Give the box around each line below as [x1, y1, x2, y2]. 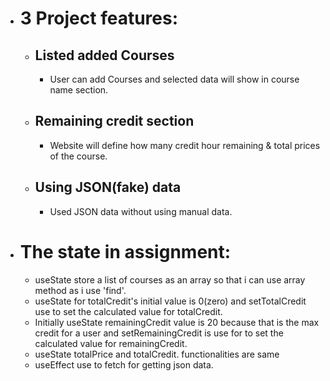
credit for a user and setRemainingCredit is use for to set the [34, 327, 284, 339]
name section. [49, 84, 109, 96]
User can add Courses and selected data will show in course [49, 73, 300, 85]
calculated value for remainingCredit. [34, 337, 188, 349]
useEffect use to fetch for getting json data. [34, 358, 214, 371]
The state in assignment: [19, 240, 232, 263]
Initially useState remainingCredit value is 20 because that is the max [34, 316, 320, 328]
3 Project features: [19, 7, 179, 30]
